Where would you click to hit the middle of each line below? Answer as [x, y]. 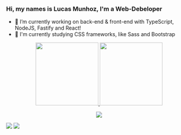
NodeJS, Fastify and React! [48, 28]
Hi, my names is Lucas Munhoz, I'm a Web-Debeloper [84, 9]
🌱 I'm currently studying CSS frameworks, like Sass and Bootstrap [95, 34]
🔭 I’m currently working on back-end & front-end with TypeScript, [94, 22]
